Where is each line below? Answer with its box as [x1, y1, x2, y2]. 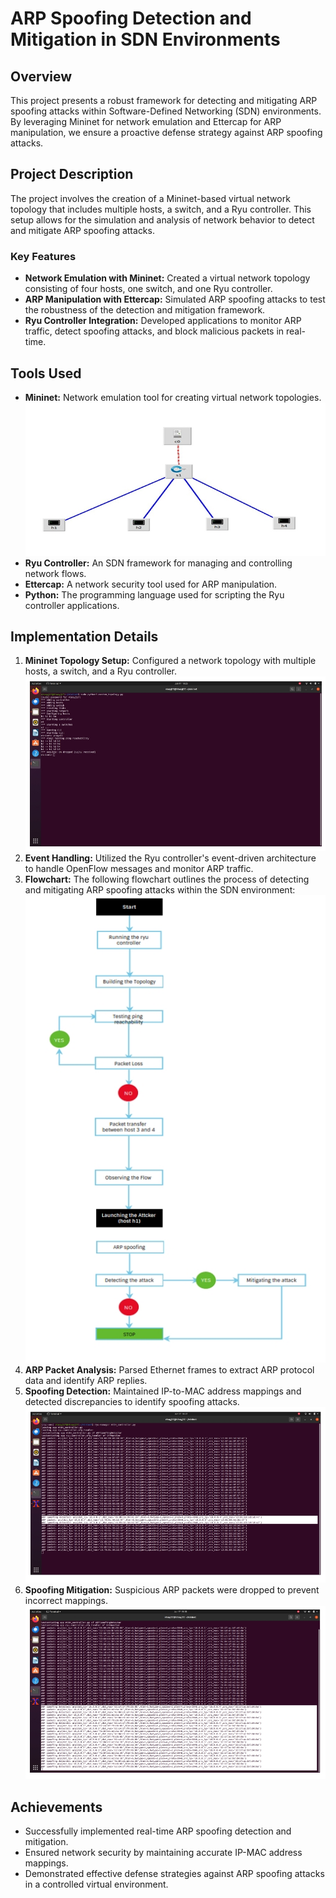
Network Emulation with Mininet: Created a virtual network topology [24, 272, 311, 284]
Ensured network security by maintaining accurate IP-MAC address [24, 1847, 303, 1859]
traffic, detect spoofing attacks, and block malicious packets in [24, 325, 285, 337]
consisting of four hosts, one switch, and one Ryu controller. [24, 283, 273, 295]
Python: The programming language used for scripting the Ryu [24, 588, 285, 601]
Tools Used [10, 365, 82, 382]
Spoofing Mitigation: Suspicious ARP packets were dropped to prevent [24, 1584, 320, 1596]
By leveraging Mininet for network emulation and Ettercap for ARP [10, 116, 282, 127]
